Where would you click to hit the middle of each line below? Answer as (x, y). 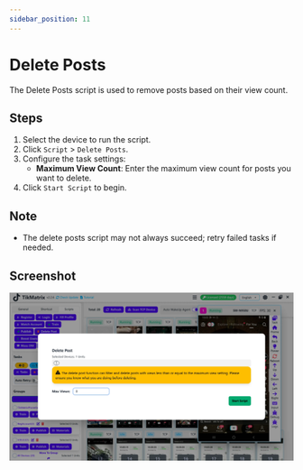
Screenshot (43, 276)
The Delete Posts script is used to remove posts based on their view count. (149, 89)
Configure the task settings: (74, 159)
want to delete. (64, 178)
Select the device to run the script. (87, 140)
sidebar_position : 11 (50, 19)
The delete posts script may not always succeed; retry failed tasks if (149, 238)
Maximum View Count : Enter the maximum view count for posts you (163, 169)
